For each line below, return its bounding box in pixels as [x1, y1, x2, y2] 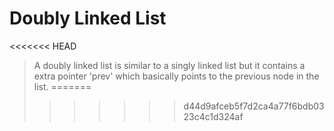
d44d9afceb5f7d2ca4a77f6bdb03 [183, 100, 325, 112]
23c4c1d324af [183, 110, 244, 122]
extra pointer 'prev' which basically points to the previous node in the [33, 70, 320, 82]
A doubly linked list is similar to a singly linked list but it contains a [33, 59, 306, 71]
